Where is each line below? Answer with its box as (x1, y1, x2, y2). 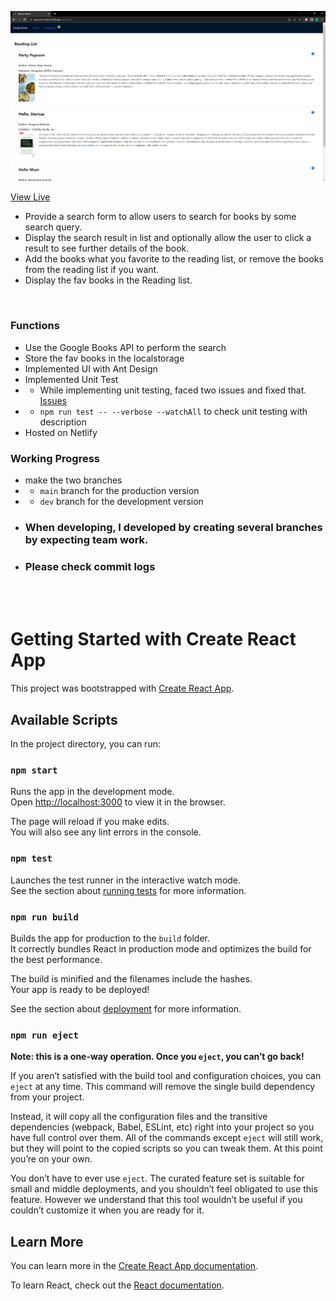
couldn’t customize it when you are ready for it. (10, 1204, 205, 1216)
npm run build (10, 911, 79, 923)
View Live (10, 191, 51, 203)
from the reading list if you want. (24, 264, 160, 276)
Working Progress (10, 451, 100, 465)
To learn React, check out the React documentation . (10, 1279, 225, 1291)
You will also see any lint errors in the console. (10, 826, 202, 838)
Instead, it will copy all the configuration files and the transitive (10, 1111, 268, 1123)
